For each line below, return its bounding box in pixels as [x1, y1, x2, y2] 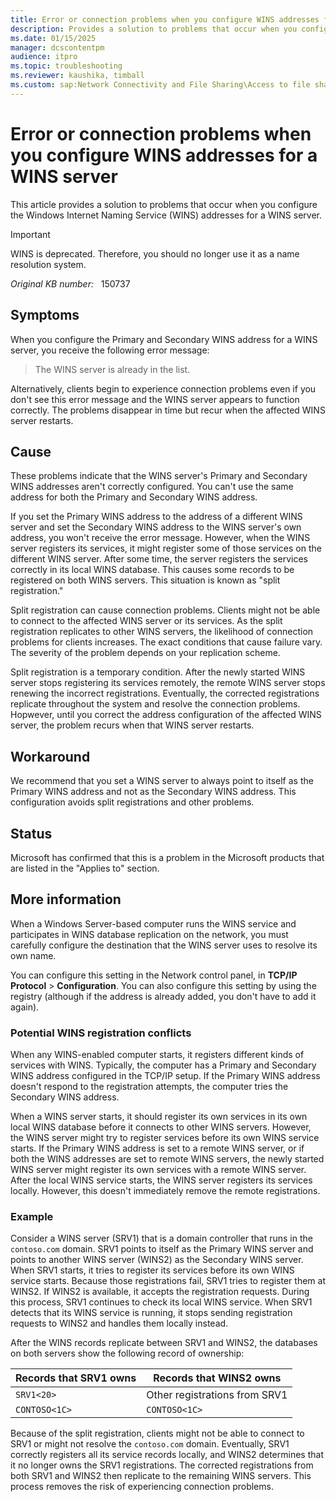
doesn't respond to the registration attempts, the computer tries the [10, 1081, 289, 1093]
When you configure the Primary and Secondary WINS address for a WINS [10, 333, 318, 345]
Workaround [10, 748, 91, 765]
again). [10, 1001, 40, 1013]
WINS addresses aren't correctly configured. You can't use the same [10, 481, 294, 493]
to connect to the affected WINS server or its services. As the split [10, 615, 283, 627]
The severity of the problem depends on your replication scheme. [10, 647, 281, 659]
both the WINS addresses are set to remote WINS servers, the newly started [10, 1153, 325, 1165]
